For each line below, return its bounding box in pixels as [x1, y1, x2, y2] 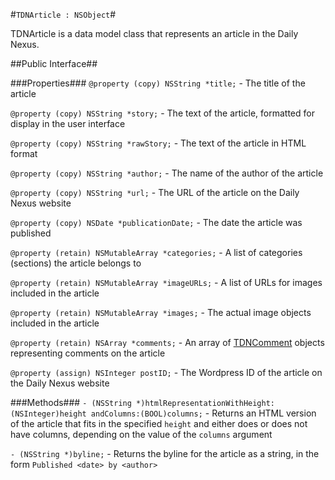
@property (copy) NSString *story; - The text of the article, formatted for [10, 107, 315, 119]
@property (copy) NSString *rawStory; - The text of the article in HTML [10, 137, 307, 149]
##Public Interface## [10, 58, 98, 69]
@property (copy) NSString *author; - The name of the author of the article [10, 167, 324, 179]
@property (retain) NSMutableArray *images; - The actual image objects [10, 307, 312, 318]
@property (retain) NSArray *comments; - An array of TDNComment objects [10, 337, 325, 348]
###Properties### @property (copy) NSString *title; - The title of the [10, 77, 306, 89]
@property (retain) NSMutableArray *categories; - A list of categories [10, 247, 303, 258]
